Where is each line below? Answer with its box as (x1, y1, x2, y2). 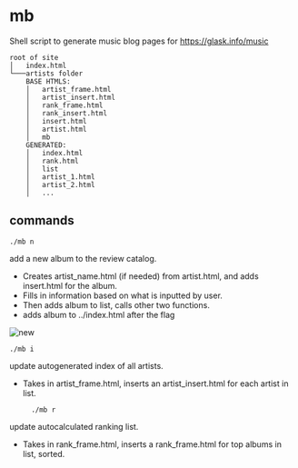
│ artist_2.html (25, 180, 95, 189)
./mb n (9, 237, 35, 246)
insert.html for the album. (22, 280, 118, 291)
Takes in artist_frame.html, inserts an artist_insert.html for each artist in (22, 378, 289, 389)
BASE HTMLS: (25, 76, 71, 86)
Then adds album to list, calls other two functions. (22, 299, 211, 310)
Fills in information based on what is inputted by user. (22, 290, 223, 301)
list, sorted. (22, 448, 65, 459)
